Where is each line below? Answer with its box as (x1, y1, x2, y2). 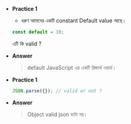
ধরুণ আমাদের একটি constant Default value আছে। (21, 17, 126, 24)
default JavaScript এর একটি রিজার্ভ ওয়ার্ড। (27, 64, 116, 71)
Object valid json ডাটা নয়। (27, 111, 88, 118)
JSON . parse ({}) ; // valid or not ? (12, 88, 102, 94)
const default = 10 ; (12, 29, 64, 35)
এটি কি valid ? (12, 40, 42, 47)
